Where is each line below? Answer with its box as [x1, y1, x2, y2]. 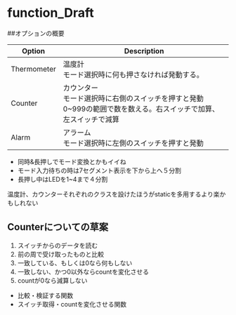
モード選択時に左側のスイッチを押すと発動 [63, 138, 204, 148]
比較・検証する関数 [17, 291, 74, 300]
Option [22, 46, 46, 55]
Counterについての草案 [7, 221, 109, 233]
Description [124, 46, 164, 55]
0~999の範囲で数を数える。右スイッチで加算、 [63, 104, 220, 114]
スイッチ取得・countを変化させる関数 [17, 300, 127, 308]
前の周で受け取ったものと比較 [17, 250, 104, 258]
